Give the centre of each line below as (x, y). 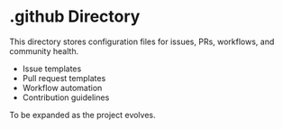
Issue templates (52, 69)
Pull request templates (64, 78)
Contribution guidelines (66, 97)
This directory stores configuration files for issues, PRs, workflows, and (142, 41)
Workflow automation (62, 88)
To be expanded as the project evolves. (82, 115)
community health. (44, 51)
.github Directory (75, 17)
